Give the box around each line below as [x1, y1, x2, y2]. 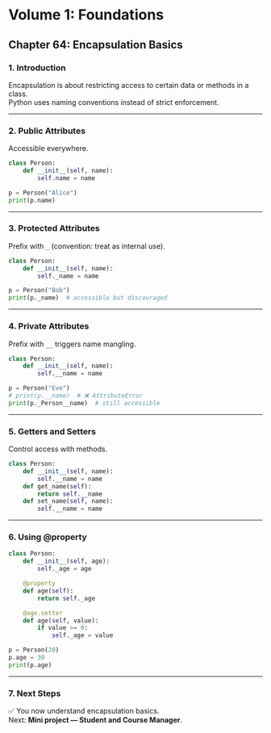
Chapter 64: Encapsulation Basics [8, 38, 183, 52]
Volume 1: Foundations [8, 6, 164, 24]
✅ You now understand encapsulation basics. [8, 706, 160, 716]
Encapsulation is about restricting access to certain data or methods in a [8, 80, 249, 90]
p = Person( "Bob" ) [8, 287, 70, 295]
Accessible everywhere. [8, 144, 89, 153]
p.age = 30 [8, 654, 45, 662]
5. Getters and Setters [8, 425, 97, 437]
